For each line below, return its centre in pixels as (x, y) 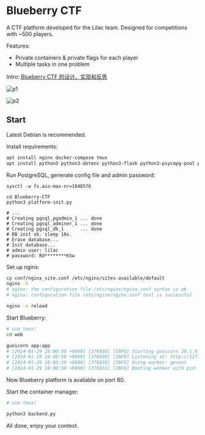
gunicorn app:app (28, 345)
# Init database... (31, 245)
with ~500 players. (30, 34)
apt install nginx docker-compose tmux (57, 157)
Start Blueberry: (27, 317)
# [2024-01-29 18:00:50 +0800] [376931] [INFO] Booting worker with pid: (102, 368)
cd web (15, 334)
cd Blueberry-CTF (28, 197)
